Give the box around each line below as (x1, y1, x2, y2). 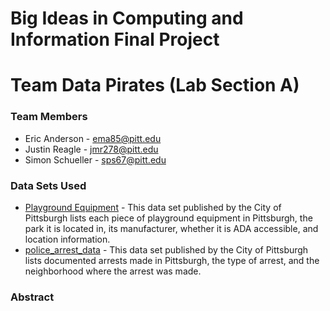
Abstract (10, 290, 55, 304)
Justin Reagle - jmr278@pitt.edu (24, 143, 159, 155)
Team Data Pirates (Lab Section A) (10, 74, 300, 97)
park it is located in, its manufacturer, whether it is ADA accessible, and (24, 222, 319, 234)
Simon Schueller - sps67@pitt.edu (24, 153, 167, 166)
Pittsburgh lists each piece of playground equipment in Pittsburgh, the (24, 212, 313, 224)
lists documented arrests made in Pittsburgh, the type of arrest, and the (24, 254, 320, 266)
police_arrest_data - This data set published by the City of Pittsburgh (24, 243, 309, 256)
